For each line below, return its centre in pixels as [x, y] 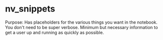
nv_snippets [30, 9]
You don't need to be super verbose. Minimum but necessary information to [81, 27]
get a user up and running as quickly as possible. [55, 32]
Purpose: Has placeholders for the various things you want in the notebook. [81, 22]
